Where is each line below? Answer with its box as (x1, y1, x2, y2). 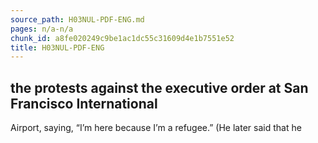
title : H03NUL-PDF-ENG (10, 42, 105, 53)
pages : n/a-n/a (10, 24, 74, 34)
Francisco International (10, 95, 158, 112)
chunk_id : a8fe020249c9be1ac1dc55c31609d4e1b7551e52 (10, 33, 235, 43)
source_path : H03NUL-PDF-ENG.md (10, 14, 145, 25)
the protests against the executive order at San (10, 79, 309, 96)
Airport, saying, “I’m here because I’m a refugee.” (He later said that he (10, 122, 302, 134)
